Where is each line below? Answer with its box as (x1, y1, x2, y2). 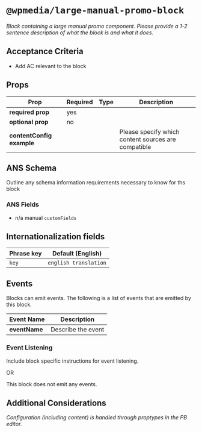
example (9, 139, 35, 147)
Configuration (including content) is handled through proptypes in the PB (6, 414, 188, 421)
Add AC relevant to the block (14, 62, 87, 69)
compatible (119, 142, 151, 151)
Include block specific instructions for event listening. (6, 357, 139, 365)
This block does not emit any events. (6, 380, 97, 387)
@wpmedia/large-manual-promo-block (6, 5, 185, 16)
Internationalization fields (6, 231, 105, 242)
